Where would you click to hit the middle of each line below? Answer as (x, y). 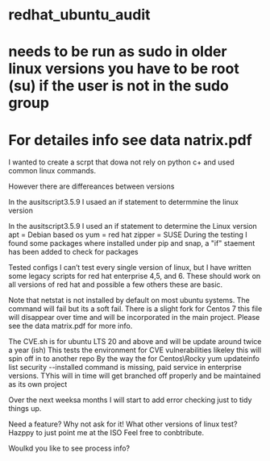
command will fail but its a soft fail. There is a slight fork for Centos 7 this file (135, 309)
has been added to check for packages (73, 252)
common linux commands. (52, 171)
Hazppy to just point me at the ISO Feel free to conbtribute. (106, 433)
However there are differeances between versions (91, 186)
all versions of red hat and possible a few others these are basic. (116, 284)
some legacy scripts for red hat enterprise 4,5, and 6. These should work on (135, 276)
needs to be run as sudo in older (118, 52)
